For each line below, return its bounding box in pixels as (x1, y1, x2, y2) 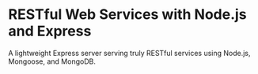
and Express (8, 22, 92, 40)
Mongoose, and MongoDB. (8, 57, 97, 66)
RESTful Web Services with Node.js (8, 6, 247, 24)
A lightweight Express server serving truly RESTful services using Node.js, (8, 48, 251, 57)
